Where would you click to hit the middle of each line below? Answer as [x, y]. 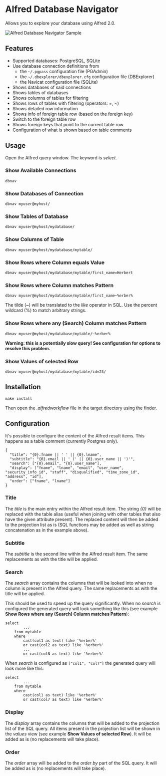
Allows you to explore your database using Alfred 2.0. [60, 23]
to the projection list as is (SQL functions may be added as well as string [79, 525]
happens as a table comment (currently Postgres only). [62, 441]
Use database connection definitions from [56, 66]
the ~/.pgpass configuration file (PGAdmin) [64, 71]
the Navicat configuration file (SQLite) [59, 82]
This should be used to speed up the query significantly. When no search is [83, 603]
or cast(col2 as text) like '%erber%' [63, 645]
